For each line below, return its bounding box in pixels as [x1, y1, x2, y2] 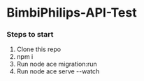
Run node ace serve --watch [16, 67, 100, 75]
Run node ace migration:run [16, 60, 97, 69]
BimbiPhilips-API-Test [6, 5, 137, 21]
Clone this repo [16, 45, 61, 53]
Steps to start [6, 30, 54, 39]
